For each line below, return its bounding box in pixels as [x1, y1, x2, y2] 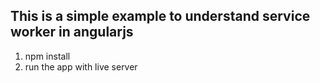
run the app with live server [24, 60, 138, 73]
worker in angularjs [10, 24, 134, 41]
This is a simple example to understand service [10, 8, 311, 25]
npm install [24, 50, 71, 62]
